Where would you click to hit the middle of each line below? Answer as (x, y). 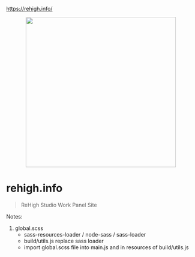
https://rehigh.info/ (29, 9)
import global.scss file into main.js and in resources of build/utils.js (106, 247)
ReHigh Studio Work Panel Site (59, 205)
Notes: (14, 216)
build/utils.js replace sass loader (64, 241)
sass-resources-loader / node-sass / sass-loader (85, 234)
